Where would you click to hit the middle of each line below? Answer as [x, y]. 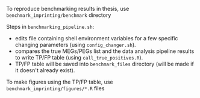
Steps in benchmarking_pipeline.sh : [50, 27]
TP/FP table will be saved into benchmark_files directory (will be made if [104, 64]
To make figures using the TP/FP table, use [60, 82]
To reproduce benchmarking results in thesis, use [68, 9]
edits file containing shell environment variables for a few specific [96, 38]
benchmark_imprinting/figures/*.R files [55, 88]
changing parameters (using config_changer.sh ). [76, 45]
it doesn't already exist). [45, 70]
